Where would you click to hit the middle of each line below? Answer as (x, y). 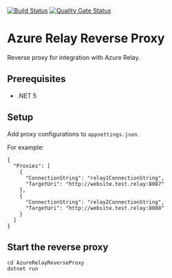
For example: (26, 147)
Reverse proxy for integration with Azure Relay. (74, 57)
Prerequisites (36, 79)
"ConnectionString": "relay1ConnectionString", (95, 178)
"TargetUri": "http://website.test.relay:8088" (95, 208)
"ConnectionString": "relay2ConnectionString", (95, 202)
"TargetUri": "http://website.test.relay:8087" (95, 184)
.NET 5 (27, 96)
